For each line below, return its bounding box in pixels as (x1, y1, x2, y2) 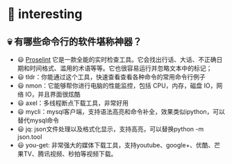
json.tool (17, 133, 42, 141)
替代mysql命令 (17, 116, 60, 124)
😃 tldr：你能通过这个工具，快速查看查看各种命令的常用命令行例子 (17, 73, 206, 81)
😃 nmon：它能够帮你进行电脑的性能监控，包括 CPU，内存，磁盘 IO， (17, 81, 217, 90)
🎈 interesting (7, 6, 83, 22)
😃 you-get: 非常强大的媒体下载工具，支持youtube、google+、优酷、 (17, 141, 215, 149)
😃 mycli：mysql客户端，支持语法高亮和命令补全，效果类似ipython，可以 (17, 108, 226, 115)
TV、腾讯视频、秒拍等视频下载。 (23, 149, 117, 158)
